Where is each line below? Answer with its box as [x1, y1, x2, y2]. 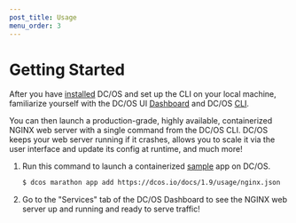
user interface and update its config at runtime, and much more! [9, 144, 243, 155]
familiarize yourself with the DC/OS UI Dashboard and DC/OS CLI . [9, 99, 250, 109]
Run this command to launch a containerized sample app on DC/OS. [21, 161, 271, 171]
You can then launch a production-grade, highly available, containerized [9, 115, 273, 126]
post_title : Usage [9, 12, 77, 22]
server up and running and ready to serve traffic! [21, 203, 201, 214]
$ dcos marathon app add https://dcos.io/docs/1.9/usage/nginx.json [21, 179, 281, 187]
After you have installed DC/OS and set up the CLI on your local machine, [9, 89, 277, 100]
